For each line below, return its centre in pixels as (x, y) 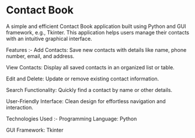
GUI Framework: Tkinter (35, 130)
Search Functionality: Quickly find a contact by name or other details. (89, 90)
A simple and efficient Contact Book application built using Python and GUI (96, 26)
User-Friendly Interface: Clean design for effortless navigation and (86, 101)
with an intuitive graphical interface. (49, 38)
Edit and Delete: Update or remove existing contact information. (83, 79)
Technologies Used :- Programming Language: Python (72, 118)
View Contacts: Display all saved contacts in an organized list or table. (90, 67)
